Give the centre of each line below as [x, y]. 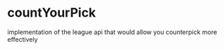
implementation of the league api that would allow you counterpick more [112, 32]
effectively [23, 39]
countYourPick [52, 13]
